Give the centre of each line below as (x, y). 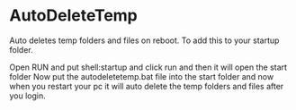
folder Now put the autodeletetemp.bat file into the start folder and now (142, 76)
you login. (28, 96)
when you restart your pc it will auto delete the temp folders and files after (147, 86)
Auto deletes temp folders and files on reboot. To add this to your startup (144, 40)
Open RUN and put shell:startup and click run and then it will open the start (148, 67)
